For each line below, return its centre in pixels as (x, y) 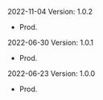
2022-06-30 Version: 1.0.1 (51, 42)
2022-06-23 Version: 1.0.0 (51, 74)
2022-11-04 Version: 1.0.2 (50, 12)
